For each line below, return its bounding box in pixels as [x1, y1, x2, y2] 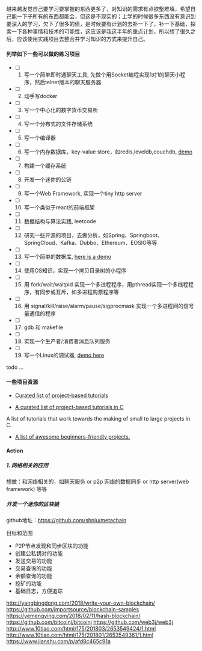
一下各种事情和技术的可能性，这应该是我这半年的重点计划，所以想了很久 [11, 28, 191, 35]
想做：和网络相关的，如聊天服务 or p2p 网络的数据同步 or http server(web [6, 478, 189, 485]
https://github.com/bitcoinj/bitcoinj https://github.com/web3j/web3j [6, 619, 173, 626]
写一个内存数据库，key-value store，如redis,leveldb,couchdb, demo [23, 148, 193, 155]
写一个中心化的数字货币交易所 [23, 106, 98, 114]
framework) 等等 [6, 485, 47, 492]
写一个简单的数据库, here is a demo [23, 253, 112, 261]
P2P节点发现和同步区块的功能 [14, 542, 89, 549]
